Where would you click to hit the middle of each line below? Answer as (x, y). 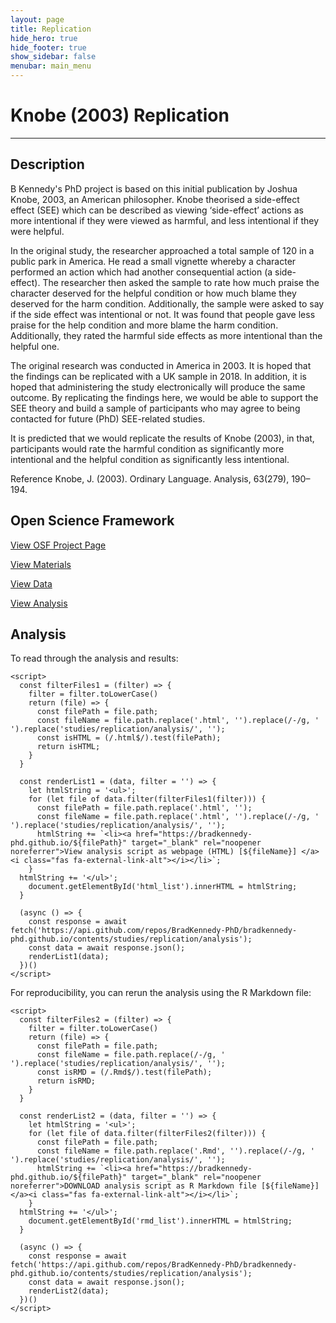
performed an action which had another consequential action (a (141, 272)
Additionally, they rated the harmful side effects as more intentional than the (166, 335)
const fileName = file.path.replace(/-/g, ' (131, 1055)
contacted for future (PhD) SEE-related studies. (108, 418)
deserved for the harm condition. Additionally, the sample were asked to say (167, 303)
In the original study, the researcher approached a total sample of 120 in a (162, 250)
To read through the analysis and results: (94, 658)
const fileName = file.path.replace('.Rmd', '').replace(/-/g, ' (175, 1151)
